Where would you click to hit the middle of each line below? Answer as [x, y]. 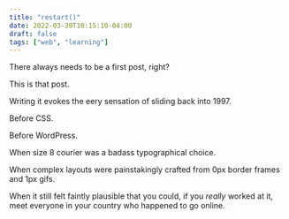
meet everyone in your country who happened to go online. [117, 206]
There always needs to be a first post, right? [89, 67]
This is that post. [39, 84]
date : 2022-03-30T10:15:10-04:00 [71, 26]
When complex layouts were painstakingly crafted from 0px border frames [144, 170]
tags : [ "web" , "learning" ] [59, 42]
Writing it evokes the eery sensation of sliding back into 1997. [120, 102]
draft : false [33, 34]
